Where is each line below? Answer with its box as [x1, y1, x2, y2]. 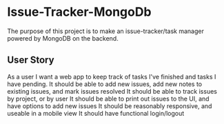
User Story [7, 54, 54, 66]
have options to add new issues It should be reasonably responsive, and [7, 101, 212, 110]
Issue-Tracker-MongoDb [7, 4, 152, 20]
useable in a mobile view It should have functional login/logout [7, 109, 185, 117]
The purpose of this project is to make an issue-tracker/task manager [7, 27, 205, 35]
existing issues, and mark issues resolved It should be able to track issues [7, 87, 217, 95]
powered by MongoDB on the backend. [7, 34, 119, 42]
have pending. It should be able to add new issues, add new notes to [7, 80, 202, 88]
